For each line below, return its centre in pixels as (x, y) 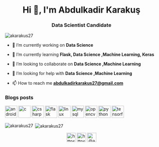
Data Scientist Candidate (81, 25)
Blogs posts (19, 98)
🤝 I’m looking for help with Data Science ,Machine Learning (72, 73)
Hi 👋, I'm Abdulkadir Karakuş (81, 10)
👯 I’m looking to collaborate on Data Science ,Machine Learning (76, 64)
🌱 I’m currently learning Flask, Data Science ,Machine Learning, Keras (83, 55)
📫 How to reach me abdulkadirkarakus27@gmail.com (68, 83)
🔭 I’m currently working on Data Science (53, 45)
